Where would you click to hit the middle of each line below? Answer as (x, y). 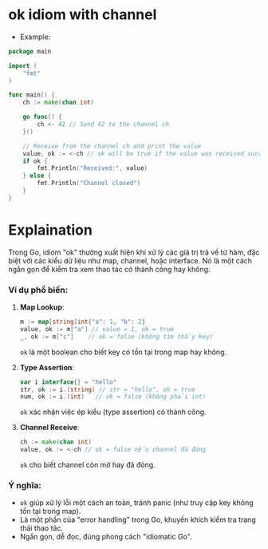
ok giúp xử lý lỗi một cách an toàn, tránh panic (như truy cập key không (136, 503)
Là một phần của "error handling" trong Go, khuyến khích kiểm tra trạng (138, 519)
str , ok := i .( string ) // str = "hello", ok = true (107, 389)
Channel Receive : (49, 428)
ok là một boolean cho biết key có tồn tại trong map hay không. (123, 352)
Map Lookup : (42, 307)
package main (30, 51)
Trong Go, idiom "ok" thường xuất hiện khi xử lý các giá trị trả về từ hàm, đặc (134, 252)
